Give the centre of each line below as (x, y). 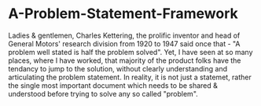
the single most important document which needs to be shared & (113, 85)
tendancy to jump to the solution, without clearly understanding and (118, 68)
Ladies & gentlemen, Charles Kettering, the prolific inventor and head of (124, 35)
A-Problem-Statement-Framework (123, 14)
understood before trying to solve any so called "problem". (103, 93)
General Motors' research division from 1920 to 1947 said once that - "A (124, 43)
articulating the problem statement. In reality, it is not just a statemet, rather (130, 77)
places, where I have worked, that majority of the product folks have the (125, 60)
